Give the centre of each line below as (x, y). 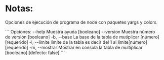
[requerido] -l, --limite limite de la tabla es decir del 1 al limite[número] (76, 42)
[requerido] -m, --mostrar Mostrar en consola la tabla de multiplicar (74, 47)
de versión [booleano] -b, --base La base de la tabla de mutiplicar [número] (82, 37)
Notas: (19, 9)
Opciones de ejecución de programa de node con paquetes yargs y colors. (82, 22)
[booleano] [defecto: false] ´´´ (35, 53)
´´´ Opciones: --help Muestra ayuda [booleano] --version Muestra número (80, 31)
